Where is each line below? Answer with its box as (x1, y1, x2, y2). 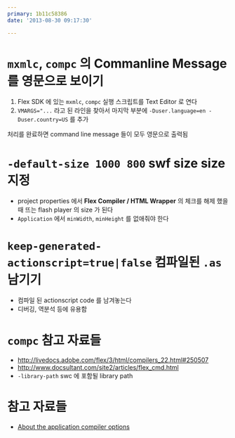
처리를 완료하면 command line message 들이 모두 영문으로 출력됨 (7, 130, 188, 139)
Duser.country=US (17, 117, 69, 124)
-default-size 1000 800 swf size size (7, 155, 226, 171)
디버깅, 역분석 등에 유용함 (17, 305, 88, 314)
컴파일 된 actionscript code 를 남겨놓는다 (17, 296, 132, 304)
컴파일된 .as (154, 254, 222, 270)
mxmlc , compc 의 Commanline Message (7, 56, 227, 71)
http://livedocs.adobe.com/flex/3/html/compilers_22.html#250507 (17, 356, 209, 364)
